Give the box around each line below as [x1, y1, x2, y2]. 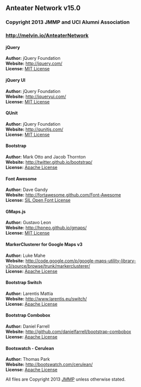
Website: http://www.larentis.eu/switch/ [5, 295, 87, 301]
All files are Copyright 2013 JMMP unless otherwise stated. [5, 376, 126, 383]
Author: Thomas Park [5, 356, 50, 362]
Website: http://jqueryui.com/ [5, 94, 66, 99]
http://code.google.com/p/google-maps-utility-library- [25, 257, 136, 264]
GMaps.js [5, 208, 26, 214]
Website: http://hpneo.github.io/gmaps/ [5, 225, 87, 231]
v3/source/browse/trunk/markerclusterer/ [5, 263, 90, 269]
